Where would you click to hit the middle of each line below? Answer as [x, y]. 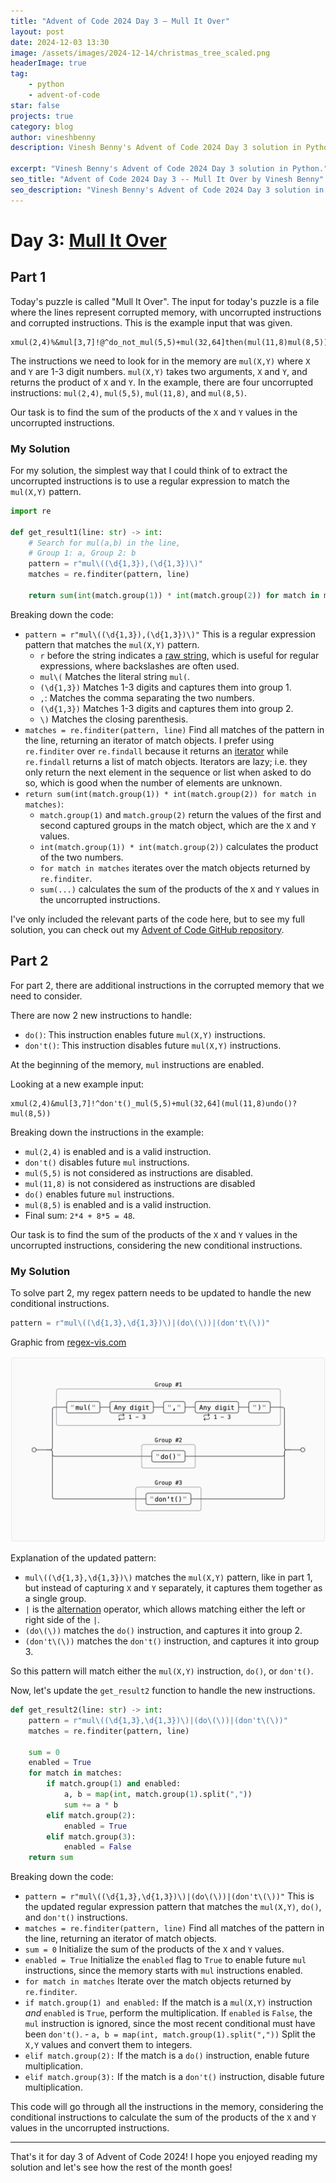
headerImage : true [48, 63]
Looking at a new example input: [77, 1084]
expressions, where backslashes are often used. [139, 666]
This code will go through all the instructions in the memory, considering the [167, 2107]
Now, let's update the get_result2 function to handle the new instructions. [163, 1691]
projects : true [42, 116]
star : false [35, 105]
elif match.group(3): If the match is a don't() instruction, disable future [174, 2077]
